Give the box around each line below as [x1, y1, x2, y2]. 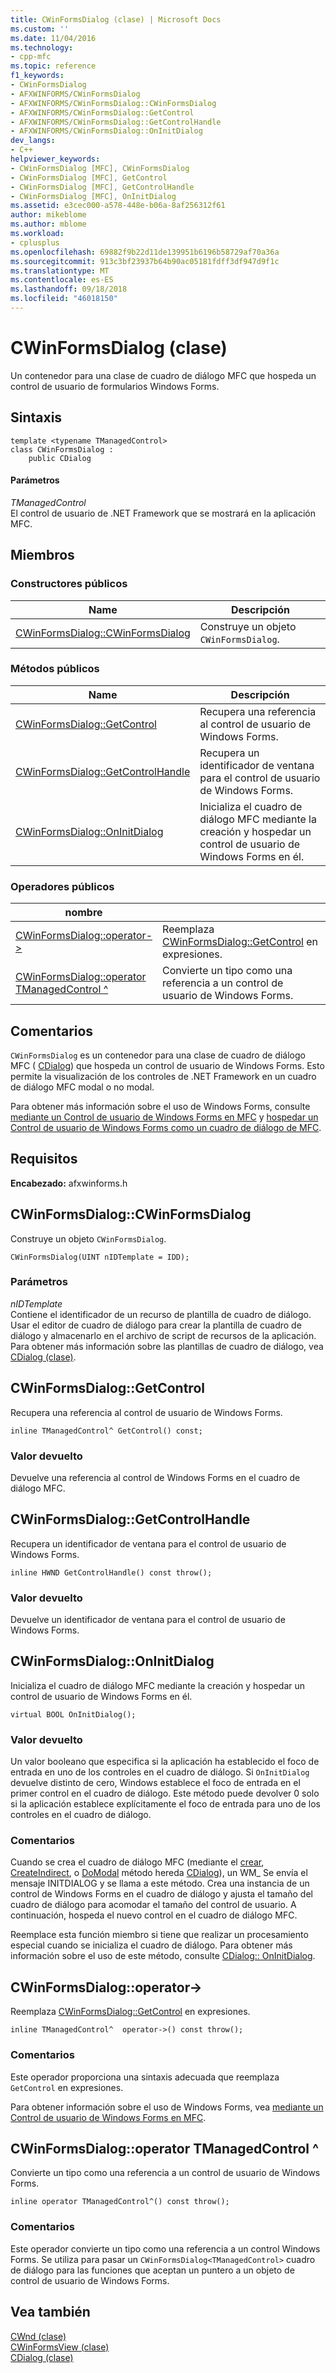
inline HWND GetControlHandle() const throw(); [10, 1567, 213, 1578]
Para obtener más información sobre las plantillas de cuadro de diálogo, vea [10, 1340, 324, 1352]
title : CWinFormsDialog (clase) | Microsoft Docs [10, 14, 222, 25]
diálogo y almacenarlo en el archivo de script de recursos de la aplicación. [10, 1329, 317, 1341]
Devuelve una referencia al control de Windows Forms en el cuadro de [10, 1471, 301, 1483]
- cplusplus [10, 237, 60, 248]
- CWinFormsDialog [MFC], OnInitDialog [10, 191, 177, 201]
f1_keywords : [10, 71, 65, 81]
